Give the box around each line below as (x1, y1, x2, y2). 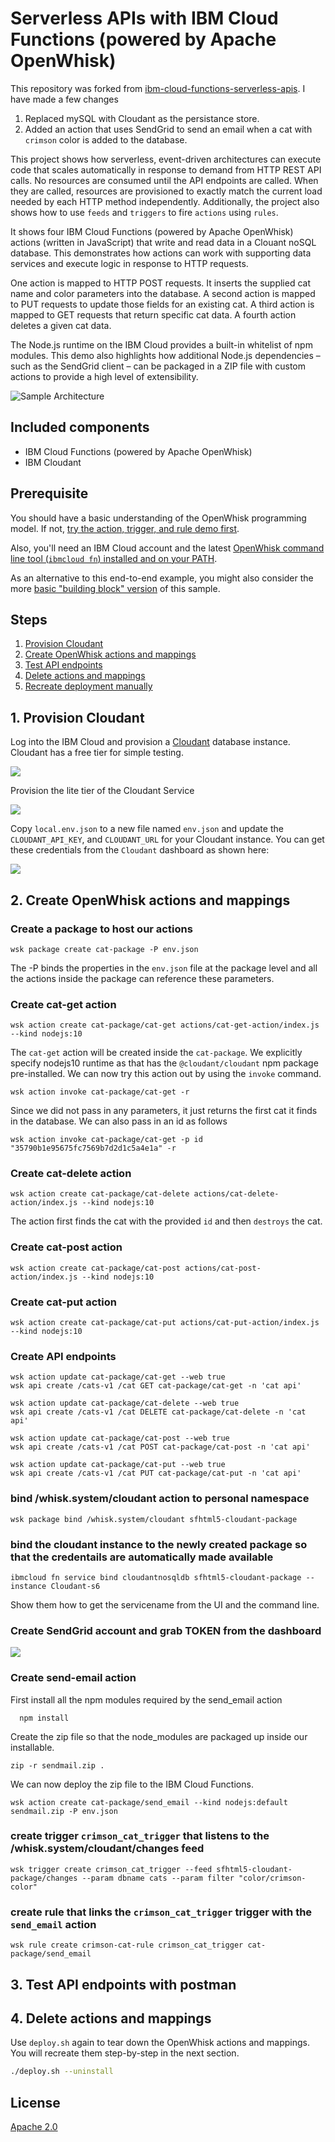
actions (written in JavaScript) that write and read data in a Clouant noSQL (10, 236, 317, 248)
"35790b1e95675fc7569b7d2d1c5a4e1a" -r (10, 1143, 177, 1154)
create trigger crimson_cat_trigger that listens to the (10, 1829, 270, 1843)
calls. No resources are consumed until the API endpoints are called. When (10, 174, 319, 186)
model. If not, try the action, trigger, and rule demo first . (10, 522, 240, 534)
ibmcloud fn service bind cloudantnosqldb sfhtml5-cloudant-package (10, 1572, 302, 1582)
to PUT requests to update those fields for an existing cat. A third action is (10, 298, 315, 310)
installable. (10, 1741, 55, 1753)
